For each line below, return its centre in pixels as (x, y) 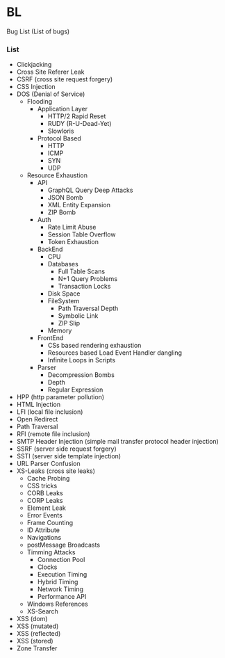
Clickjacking (34, 65)
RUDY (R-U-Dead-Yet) (80, 124)
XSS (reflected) (39, 634)
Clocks (47, 567)
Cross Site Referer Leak (50, 72)
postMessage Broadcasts (64, 545)
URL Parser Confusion (48, 464)
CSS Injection (36, 87)
